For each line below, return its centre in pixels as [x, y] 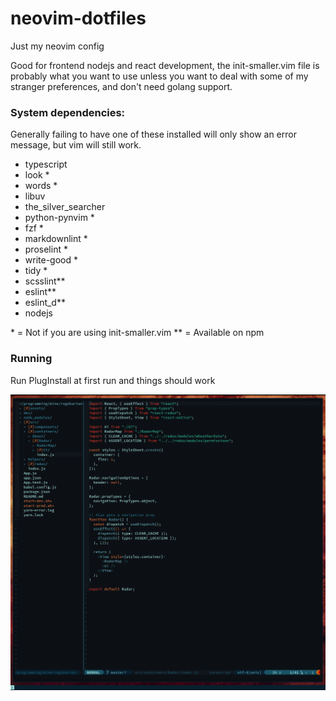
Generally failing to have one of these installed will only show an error [153, 134]
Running [31, 359]
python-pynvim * [59, 218]
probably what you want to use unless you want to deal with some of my [159, 76]
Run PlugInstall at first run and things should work [113, 380]
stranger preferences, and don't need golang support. [121, 86]
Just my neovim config [57, 46]
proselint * [46, 249]
